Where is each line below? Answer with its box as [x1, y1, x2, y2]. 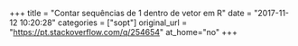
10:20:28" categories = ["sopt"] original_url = [19, 17, 188, 28]
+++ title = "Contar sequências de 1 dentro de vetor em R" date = [9, 8, 253, 18]
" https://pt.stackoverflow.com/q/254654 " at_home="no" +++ [9, 27, 237, 37]
